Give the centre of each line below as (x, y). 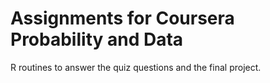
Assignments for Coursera (122, 18)
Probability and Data (97, 39)
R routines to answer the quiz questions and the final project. (136, 67)
